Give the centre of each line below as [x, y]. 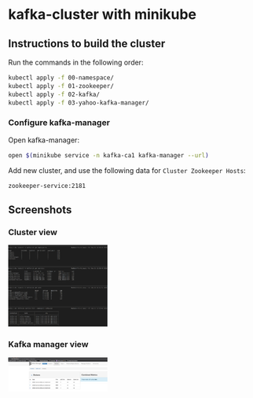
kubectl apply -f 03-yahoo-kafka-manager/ [79, 103]
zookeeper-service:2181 [47, 186]
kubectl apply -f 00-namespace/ [61, 78]
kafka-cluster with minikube [103, 15]
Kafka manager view [48, 345]
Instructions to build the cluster [87, 44]
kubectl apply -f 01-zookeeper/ [61, 86]
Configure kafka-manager [59, 123]
